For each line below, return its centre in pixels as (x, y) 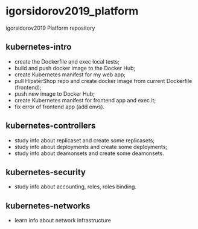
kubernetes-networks (48, 206)
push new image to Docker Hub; (54, 94)
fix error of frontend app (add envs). (59, 107)
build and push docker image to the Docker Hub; (75, 68)
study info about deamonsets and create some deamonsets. (89, 153)
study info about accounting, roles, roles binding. (75, 187)
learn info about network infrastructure (62, 221)
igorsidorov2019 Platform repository (50, 28)
